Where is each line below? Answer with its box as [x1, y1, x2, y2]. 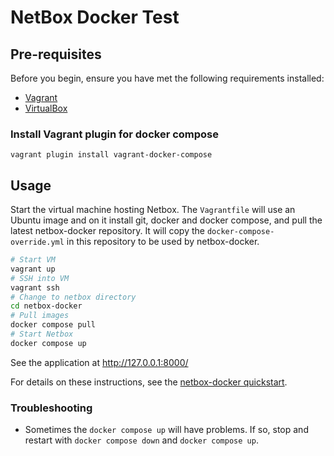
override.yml [10, 237, 65, 248]
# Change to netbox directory [10, 292, 137, 302]
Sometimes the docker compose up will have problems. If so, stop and [24, 424, 309, 436]
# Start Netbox [10, 329, 74, 340]
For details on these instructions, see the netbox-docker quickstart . [10, 376, 288, 388]
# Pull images [10, 311, 70, 321]
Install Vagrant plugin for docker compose [10, 127, 220, 141]
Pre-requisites [10, 46, 102, 63]
